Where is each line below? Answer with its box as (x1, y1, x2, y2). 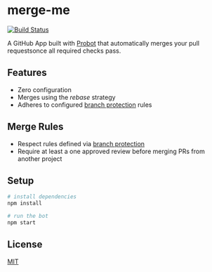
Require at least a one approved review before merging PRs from (17, 147, 205, 155)
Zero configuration (17, 85, 72, 93)
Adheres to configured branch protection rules (17, 101, 152, 109)
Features (7, 67, 47, 79)
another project (17, 154, 62, 163)
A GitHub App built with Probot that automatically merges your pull (7, 39, 200, 47)
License (7, 238, 43, 251)
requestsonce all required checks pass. (7, 46, 121, 55)
